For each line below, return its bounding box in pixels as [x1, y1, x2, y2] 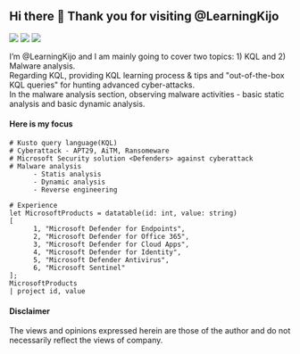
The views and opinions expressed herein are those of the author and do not [9, 325, 291, 336]
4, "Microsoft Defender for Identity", [32, 248, 181, 257]
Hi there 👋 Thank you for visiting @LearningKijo [9, 9, 279, 24]
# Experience [9, 202, 58, 210]
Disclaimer [9, 305, 51, 317]
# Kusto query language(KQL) [9, 139, 118, 148]
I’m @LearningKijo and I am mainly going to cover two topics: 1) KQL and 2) [9, 51, 287, 62]
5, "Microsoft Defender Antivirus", [32, 256, 170, 265]
